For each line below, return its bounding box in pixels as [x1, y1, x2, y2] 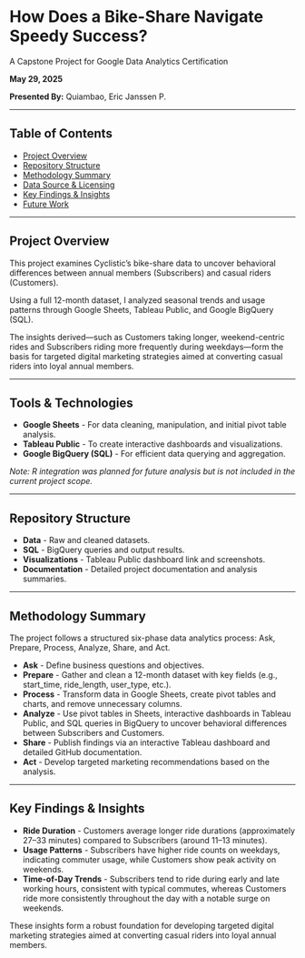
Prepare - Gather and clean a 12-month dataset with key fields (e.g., [22, 670, 279, 680]
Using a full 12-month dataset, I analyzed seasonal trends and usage [9, 294, 266, 306]
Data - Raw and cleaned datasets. [22, 535, 151, 546]
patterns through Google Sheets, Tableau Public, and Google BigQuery [9, 304, 274, 315]
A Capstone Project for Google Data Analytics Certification [9, 55, 229, 66]
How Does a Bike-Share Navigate [9, 6, 264, 27]
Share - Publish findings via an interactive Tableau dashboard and [22, 737, 271, 748]
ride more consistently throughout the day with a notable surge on [22, 892, 271, 903]
